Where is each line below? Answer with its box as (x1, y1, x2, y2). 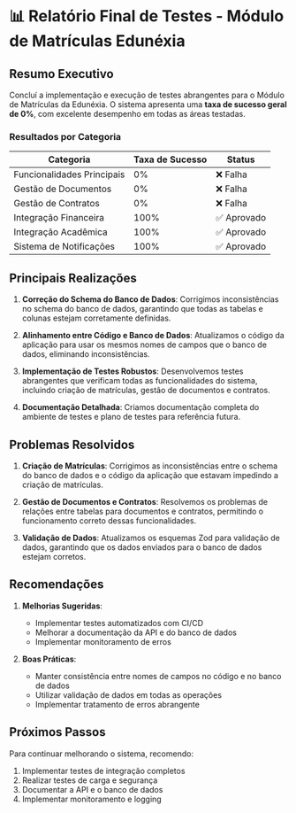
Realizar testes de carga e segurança (21, 775, 158, 786)
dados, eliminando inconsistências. (21, 349, 150, 360)
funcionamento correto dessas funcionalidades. (21, 515, 197, 526)
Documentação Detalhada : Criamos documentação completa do (21, 402, 260, 413)
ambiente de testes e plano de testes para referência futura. (21, 412, 241, 422)
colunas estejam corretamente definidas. (21, 313, 171, 323)
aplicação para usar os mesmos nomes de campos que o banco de (21, 339, 268, 350)
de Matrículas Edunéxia (9, 31, 186, 51)
